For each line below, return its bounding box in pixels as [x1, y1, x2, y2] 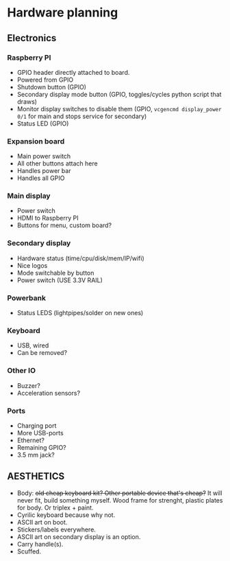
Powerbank [7, 293, 47, 303]
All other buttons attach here [16, 159, 98, 168]
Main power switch [16, 152, 71, 161]
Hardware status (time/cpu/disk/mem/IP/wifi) [16, 254, 145, 262]
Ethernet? [16, 436, 44, 444]
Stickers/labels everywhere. [16, 525, 96, 534]
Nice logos [16, 261, 48, 269]
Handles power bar [16, 167, 71, 175]
